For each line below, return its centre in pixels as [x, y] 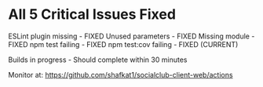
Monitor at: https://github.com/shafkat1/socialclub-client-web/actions [121, 74]
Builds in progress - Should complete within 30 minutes [98, 60]
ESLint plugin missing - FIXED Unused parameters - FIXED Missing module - [131, 36]
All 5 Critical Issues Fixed [92, 14]
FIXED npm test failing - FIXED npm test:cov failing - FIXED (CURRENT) [123, 44]
